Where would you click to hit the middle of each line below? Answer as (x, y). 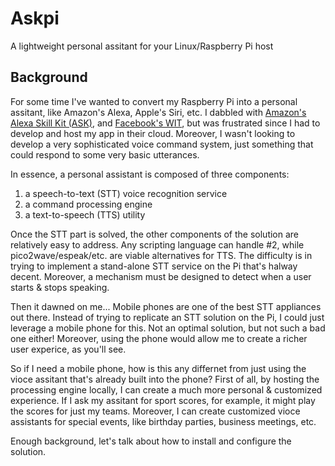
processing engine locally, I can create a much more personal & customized (166, 389)
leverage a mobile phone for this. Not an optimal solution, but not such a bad (168, 328)
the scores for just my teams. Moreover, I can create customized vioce (155, 411)
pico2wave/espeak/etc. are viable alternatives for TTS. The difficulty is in (161, 255)
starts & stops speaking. (60, 287)
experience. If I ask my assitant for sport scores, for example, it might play (163, 400)
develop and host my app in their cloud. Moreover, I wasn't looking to (153, 133)
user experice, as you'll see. (68, 349)
